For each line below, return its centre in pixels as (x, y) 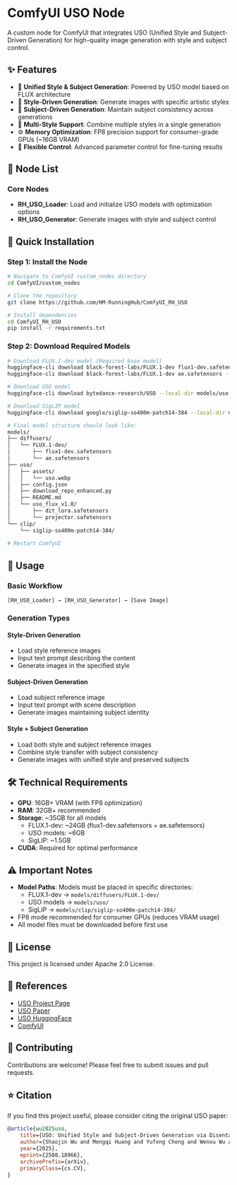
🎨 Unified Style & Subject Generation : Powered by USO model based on (123, 87)
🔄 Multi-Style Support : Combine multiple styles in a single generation (119, 124)
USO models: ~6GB (56, 833)
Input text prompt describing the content (77, 658)
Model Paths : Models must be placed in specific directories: (105, 887)
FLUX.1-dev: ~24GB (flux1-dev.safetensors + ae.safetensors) (116, 826)
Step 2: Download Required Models (69, 346)
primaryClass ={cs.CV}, (53, 1168)
